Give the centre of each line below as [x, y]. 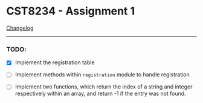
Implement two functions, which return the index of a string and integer [104, 87]
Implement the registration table [55, 62]
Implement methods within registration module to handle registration [102, 75]
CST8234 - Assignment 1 [71, 11]
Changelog [20, 28]
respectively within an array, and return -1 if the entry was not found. [100, 94]
